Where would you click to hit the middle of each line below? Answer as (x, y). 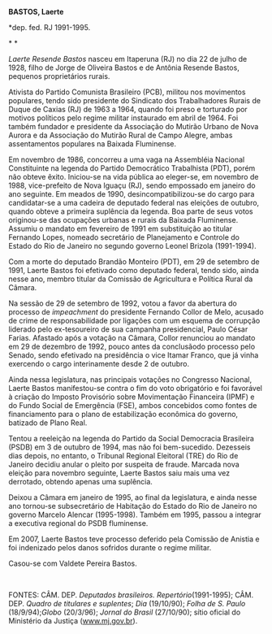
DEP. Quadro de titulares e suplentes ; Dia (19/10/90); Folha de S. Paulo (127, 604)
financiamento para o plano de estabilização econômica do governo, (123, 414)
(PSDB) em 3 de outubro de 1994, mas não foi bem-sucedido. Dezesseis (130, 447)
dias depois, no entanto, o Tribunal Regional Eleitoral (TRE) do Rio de (123, 456)
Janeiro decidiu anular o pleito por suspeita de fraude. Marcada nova (124, 464)
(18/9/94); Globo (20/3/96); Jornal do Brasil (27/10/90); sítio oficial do (125, 612)
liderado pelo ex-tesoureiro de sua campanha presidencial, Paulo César (128, 329)
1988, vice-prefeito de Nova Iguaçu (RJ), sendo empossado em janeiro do (132, 185)
